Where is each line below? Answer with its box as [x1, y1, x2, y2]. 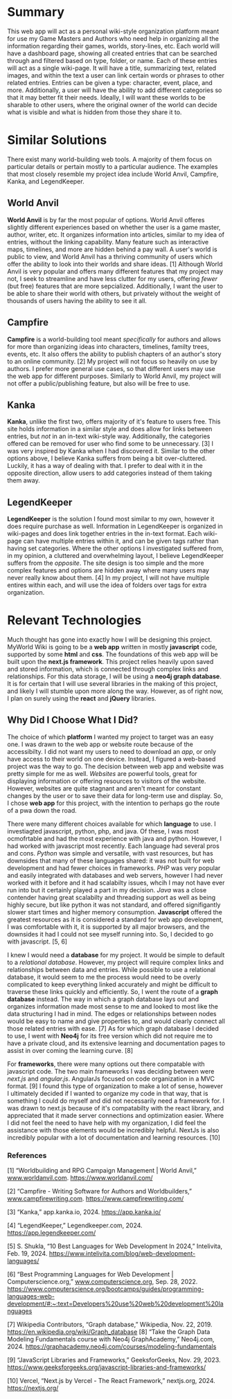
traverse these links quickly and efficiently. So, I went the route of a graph [7, 987, 218, 995]
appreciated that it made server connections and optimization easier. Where [7, 1111, 224, 1119]
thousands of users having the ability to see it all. [7, 296, 148, 305]
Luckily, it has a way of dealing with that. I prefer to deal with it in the [7, 462, 203, 470]
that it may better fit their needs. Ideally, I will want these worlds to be [7, 93, 206, 101]
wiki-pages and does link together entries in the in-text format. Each [7, 530, 202, 538]
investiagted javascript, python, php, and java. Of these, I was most [7, 827, 199, 835]
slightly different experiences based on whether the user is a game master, [7, 223, 221, 231]
